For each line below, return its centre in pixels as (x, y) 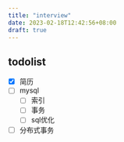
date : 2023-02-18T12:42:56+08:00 (62, 23)
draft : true (27, 30)
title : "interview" (40, 15)
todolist (27, 62)
